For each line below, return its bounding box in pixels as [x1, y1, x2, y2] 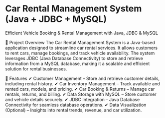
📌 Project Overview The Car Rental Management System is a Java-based [5, 39, 156, 45]
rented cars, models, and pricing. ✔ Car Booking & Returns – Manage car [5, 86, 155, 92]
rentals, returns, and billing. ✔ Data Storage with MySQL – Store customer [5, 91, 157, 97]
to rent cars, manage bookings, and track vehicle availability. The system [5, 50, 155, 56]
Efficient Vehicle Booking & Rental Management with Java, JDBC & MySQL [5, 30, 159, 36]
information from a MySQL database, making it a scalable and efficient [5, 60, 150, 66]
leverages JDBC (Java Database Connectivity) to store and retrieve [5, 55, 143, 61]
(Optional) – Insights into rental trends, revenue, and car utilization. [5, 107, 142, 113]
